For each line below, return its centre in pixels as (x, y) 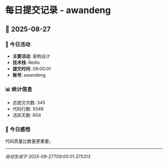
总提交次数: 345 (29, 103)
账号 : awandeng (29, 75)
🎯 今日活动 (18, 44)
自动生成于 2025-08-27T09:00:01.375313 (48, 156)
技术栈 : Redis (26, 62)
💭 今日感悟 (18, 129)
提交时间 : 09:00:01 (31, 69)
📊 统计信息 (19, 89)
